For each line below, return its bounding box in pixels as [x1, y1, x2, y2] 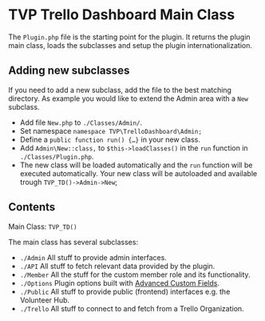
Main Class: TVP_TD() [8, 222, 77, 231]
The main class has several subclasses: [8, 237, 138, 247]
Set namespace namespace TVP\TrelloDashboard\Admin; [19, 126, 202, 135]
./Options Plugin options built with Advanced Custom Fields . [19, 278, 220, 287]
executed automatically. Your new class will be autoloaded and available [19, 168, 258, 178]
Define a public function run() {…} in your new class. [19, 134, 201, 144]
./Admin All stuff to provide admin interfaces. [19, 252, 168, 262]
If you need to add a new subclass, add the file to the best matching [8, 85, 231, 94]
